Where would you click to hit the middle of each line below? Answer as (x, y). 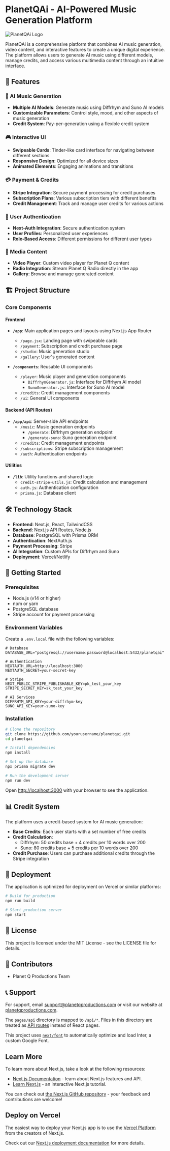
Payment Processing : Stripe (42, 546)
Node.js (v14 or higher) (37, 598)
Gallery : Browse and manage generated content (63, 274)
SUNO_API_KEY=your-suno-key (35, 706)
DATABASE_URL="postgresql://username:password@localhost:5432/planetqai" (85, 652)
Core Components (28, 307)
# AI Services (20, 697)
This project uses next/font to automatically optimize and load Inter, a (78, 1035)
